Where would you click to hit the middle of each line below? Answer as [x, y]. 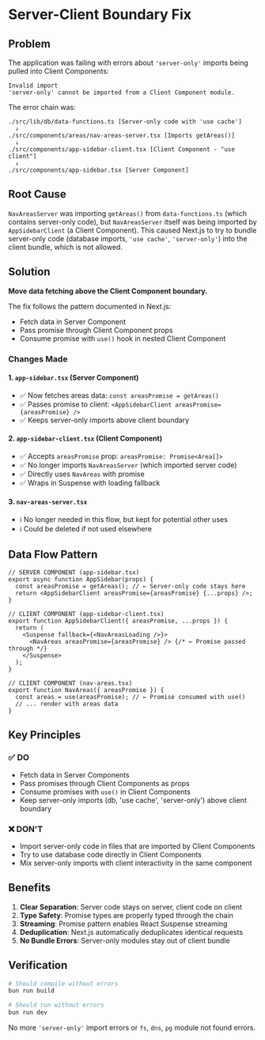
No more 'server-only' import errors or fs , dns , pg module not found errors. [132, 1028]
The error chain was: [42, 107]
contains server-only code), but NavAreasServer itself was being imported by [132, 221]
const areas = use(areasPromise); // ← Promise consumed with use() [131, 697]
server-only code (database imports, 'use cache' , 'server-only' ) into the [128, 238]
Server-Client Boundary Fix [100, 15]
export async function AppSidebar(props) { [81, 579]
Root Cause [38, 194]
